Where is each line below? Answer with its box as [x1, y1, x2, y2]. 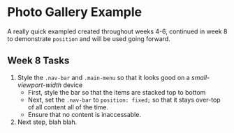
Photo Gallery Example [7, 4, 142, 20]
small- [191, 73, 210, 81]
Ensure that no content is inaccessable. [27, 110, 142, 118]
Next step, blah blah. [17, 118, 78, 126]
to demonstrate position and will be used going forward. [7, 34, 171, 42]
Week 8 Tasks [7, 55, 70, 67]
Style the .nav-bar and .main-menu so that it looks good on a [17, 73, 190, 81]
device [63, 81, 82, 89]
